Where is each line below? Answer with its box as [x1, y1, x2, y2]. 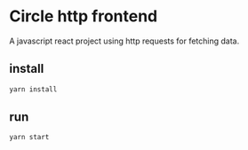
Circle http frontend [9, 6, 158, 27]
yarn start [9, 133, 50, 142]
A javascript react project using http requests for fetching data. [9, 36, 240, 46]
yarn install [9, 84, 58, 94]
